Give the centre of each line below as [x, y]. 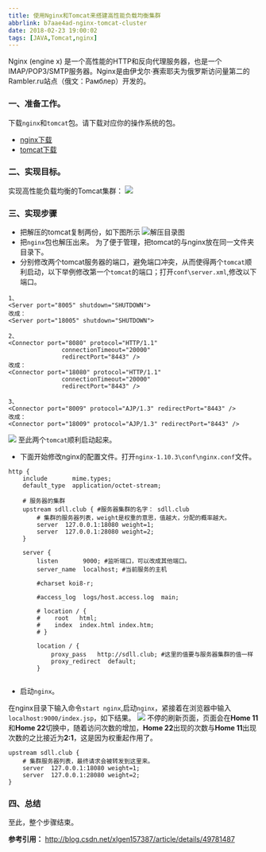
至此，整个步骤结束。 [43, 823]
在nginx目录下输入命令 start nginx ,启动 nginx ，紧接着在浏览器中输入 [120, 708]
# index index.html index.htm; [96, 625]
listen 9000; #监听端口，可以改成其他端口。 [114, 561]
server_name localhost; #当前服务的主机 [102, 570]
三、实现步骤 [33, 213]
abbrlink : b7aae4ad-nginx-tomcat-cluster [78, 23]
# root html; [67, 618]
